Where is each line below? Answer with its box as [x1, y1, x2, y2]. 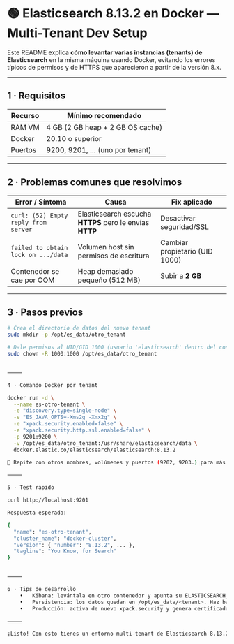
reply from [10, 218, 47, 226]
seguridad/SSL [159, 221, 209, 231]
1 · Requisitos [7, 90, 66, 102]
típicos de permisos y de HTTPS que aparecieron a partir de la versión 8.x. [7, 63, 221, 71]
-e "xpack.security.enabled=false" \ [13, 420, 123, 427]
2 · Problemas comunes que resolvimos [7, 176, 182, 189]
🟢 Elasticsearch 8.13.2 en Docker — [7, 6, 219, 22]
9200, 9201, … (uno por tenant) [46, 145, 152, 154]
